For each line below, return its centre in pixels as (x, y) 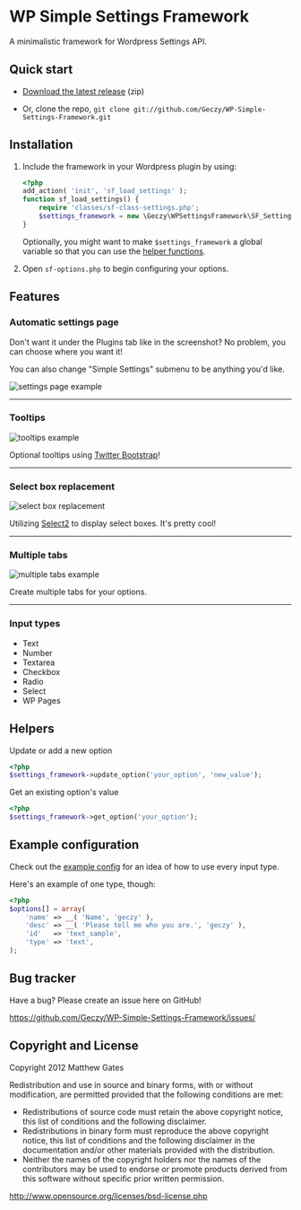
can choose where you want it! (66, 351)
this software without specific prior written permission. (123, 1179)
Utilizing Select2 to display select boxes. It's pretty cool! (113, 523)
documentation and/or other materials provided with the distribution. (148, 1150)
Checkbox (41, 671)
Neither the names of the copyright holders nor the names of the (142, 1159)
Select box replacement (62, 487)
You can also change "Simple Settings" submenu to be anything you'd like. (147, 369)
